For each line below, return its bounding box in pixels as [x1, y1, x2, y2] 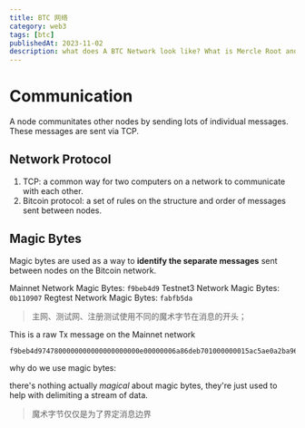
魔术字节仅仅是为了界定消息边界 [31, 408, 152, 419]
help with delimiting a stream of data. [9, 389, 148, 400]
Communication [9, 86, 133, 107]
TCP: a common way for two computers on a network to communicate [22, 176, 286, 187]
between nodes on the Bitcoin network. [9, 265, 157, 276]
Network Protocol [9, 151, 112, 168]
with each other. [22, 185, 84, 196]
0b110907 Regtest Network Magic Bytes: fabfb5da [9, 292, 193, 303]
